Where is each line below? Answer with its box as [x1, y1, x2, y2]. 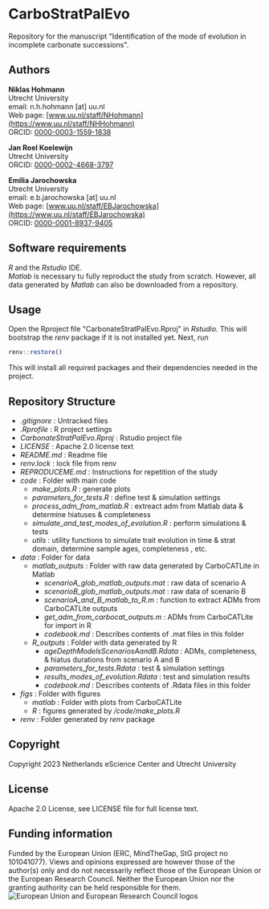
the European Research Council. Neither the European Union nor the [8, 874, 234, 883]
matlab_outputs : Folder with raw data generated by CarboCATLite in [31, 561, 259, 571]
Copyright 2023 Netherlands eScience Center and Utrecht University [8, 759, 237, 768]
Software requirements [8, 242, 127, 255]
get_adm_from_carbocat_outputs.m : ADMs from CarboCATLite [43, 612, 254, 622]
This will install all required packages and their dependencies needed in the [8, 363, 259, 373]
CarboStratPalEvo [8, 5, 130, 23]
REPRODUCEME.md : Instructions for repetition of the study [19, 467, 218, 477]
